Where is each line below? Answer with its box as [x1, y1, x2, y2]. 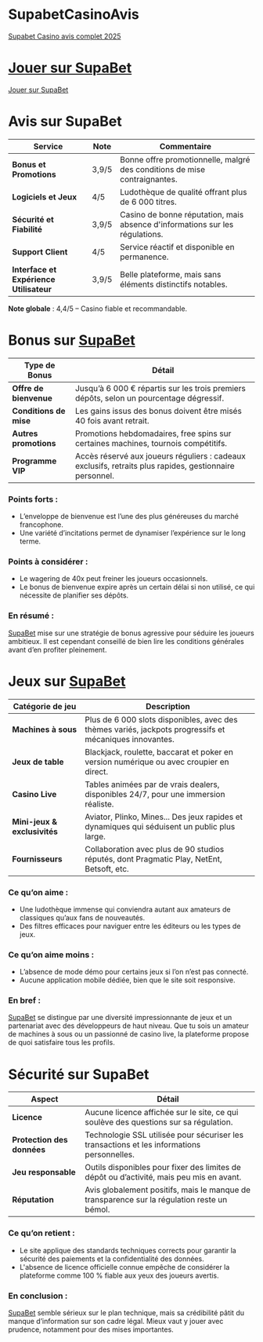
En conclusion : [8, 1290, 68, 1301]
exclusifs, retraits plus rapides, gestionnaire [74, 460, 235, 471]
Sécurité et [12, 214, 55, 225]
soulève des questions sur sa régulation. [85, 1117, 233, 1128]
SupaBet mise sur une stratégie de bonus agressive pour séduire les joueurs [8, 628, 254, 638]
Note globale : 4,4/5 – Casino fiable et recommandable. [8, 304, 188, 313]
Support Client [12, 246, 68, 257]
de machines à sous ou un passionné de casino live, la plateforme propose [8, 1029, 250, 1039]
